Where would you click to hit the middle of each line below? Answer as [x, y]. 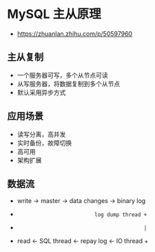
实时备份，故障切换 [44, 143]
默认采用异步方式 [41, 92]
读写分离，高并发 [41, 134]
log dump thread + [121, 215]
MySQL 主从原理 [54, 14]
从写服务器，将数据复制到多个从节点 [69, 84]
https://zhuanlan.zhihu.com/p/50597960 [75, 33]
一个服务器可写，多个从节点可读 [62, 75]
